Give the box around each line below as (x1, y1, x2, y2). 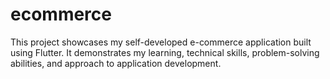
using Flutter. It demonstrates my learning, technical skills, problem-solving (10, 46, 320, 58)
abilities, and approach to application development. (10, 57, 222, 69)
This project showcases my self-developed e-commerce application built (10, 36, 312, 48)
